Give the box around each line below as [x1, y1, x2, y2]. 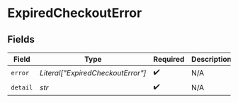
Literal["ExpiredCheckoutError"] [40, 67, 147, 77]
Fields [7, 33, 35, 45]
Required [153, 55, 185, 64]
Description [191, 55, 232, 64]
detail [11, 83, 33, 92]
